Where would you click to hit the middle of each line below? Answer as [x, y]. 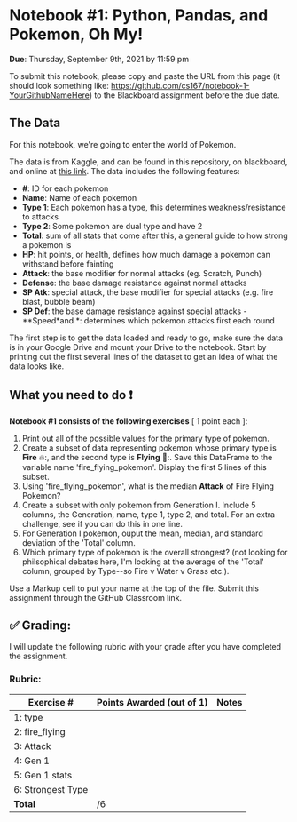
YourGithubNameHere [50, 95]
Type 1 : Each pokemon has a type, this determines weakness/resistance [154, 207]
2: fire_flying [40, 731]
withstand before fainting [68, 264]
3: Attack [32, 746]
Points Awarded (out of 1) [152, 702]
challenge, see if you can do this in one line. [102, 523]
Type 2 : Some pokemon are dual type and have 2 [112, 226]
